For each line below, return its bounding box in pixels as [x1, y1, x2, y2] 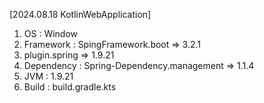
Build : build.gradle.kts [23, 81, 117, 93]
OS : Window [23, 28, 79, 39]
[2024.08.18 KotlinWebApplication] [9, 9, 152, 20]
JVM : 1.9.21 [23, 70, 74, 82]
